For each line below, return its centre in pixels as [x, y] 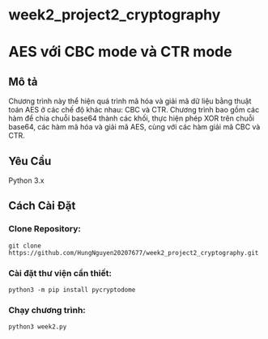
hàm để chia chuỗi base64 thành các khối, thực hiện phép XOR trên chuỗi [132, 118]
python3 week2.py [38, 327]
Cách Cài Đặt [42, 206]
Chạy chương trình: [47, 310]
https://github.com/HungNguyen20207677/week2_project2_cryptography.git [134, 252]
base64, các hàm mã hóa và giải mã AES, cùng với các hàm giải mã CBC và [134, 127]
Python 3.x [26, 180]
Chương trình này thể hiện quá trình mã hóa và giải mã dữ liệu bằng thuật [130, 101]
